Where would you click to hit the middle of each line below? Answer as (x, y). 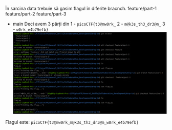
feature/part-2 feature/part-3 (36, 14)
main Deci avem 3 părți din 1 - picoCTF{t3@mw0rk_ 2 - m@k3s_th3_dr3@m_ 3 (89, 24)
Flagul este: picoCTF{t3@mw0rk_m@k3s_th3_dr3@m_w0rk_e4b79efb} (72, 122)
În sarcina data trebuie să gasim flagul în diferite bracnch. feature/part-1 (81, 8)
